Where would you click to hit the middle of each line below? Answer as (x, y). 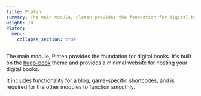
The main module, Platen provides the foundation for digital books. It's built (99, 56)
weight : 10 (20, 23)
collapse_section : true (47, 39)
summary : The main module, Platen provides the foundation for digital (97, 17)
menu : (19, 34)
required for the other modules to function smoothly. (71, 87)
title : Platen (24, 12)
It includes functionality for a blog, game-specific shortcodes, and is (90, 80)
